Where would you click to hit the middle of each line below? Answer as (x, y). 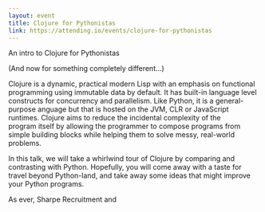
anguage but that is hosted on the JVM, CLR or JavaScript (133, 109)
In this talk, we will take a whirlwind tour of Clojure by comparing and (122, 159)
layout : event (32, 16)
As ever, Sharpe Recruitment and (63, 199)
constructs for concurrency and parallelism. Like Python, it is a (111, 101)
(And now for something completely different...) (87, 69)
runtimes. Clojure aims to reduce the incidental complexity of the (115, 118)
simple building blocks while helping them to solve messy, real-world (122, 135)
